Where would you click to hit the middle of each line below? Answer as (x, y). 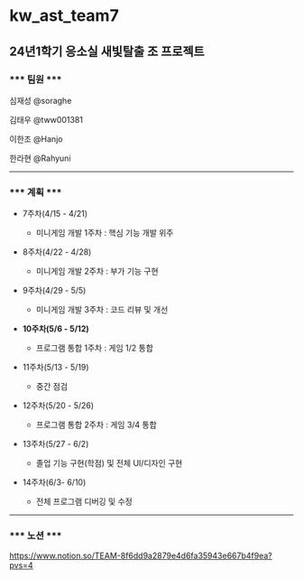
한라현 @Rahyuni (40, 158)
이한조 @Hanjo (36, 139)
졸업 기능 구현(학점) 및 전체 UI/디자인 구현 (109, 463)
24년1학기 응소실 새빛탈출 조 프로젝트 (107, 51)
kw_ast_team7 (64, 16)
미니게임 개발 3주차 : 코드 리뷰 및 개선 (102, 310)
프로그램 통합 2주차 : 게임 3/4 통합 (96, 425)
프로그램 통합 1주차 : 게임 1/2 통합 (94, 348)
